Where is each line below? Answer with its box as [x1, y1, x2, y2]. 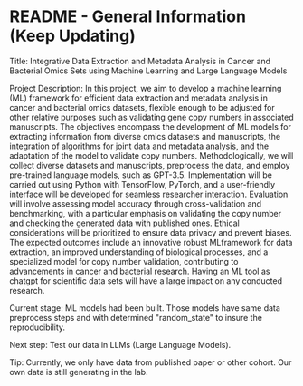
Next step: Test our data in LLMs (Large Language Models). [9, 339, 232, 350]
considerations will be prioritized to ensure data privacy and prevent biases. [9, 227, 292, 237]
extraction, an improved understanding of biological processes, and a [9, 246, 269, 257]
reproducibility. [9, 322, 66, 333]
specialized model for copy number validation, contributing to [9, 256, 239, 266]
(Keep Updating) [9, 25, 136, 46]
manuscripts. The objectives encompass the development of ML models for [9, 121, 291, 132]
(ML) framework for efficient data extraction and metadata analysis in [9, 92, 269, 103]
